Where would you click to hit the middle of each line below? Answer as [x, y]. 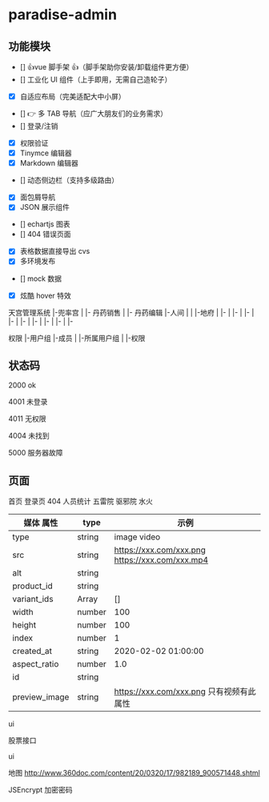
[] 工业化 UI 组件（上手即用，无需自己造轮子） [96, 79]
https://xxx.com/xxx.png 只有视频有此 [185, 692]
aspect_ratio [36, 664]
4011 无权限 [27, 419]
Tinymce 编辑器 [46, 153]
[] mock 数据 [41, 279]
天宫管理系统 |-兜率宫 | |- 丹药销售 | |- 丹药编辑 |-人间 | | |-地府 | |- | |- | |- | [131, 312]
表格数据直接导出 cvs [55, 251]
